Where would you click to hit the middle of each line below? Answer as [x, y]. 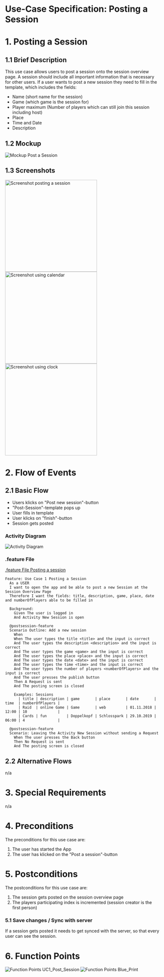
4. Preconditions [39, 826]
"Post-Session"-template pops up [46, 508]
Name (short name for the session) [47, 97]
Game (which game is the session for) [50, 102]
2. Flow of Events [41, 473]
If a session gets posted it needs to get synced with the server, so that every [82, 931]
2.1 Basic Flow [27, 491]
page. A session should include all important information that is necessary [80, 77]
